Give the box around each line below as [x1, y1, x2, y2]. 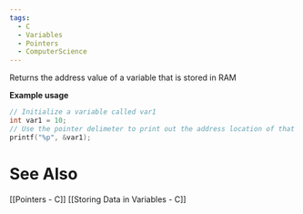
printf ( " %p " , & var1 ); [9, 133, 92, 142]
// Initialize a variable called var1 [9, 107, 157, 117]
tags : [9, 13, 30, 23]
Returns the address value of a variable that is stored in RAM [9, 72, 237, 83]
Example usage [9, 90, 69, 101]
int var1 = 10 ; [9, 116, 67, 125]
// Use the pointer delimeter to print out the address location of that [9, 124, 296, 133]
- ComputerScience [17, 47, 88, 56]
